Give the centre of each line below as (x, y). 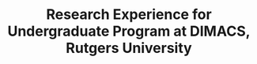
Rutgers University (129, 48)
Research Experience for (129, 15)
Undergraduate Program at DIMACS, (129, 31)
